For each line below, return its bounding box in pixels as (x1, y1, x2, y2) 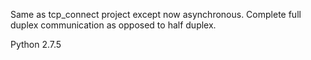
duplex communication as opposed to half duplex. (10, 19, 217, 31)
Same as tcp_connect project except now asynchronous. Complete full (10, 9, 302, 20)
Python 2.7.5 (10, 39, 62, 50)
